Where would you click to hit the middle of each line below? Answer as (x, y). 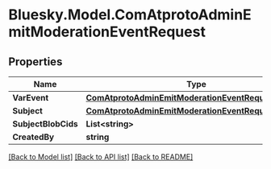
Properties (35, 62)
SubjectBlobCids (45, 124)
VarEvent (31, 98)
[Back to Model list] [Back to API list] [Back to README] (101, 157)
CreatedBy (33, 137)
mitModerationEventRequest (107, 32)
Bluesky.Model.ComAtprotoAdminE (130, 15)
